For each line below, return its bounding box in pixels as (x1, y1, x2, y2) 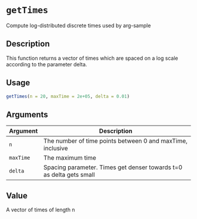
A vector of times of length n (6, 206, 75, 213)
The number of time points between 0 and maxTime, (43, 137, 188, 145)
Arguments (6, 109, 49, 119)
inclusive (43, 144, 69, 153)
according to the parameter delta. (6, 60, 87, 68)
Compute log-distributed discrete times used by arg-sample (6, 22, 151, 29)
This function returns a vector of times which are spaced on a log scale (6, 55, 178, 62)
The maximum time (43, 154, 97, 162)
